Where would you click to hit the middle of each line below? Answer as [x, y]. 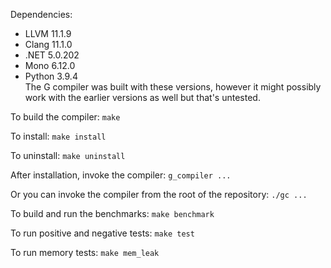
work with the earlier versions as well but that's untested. [142, 97]
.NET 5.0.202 [52, 55]
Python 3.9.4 [51, 76]
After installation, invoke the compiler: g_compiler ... [121, 175]
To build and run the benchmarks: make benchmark [112, 213]
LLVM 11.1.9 [48, 33]
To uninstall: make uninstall [68, 155]
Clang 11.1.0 [48, 44]
